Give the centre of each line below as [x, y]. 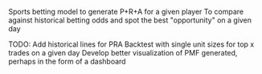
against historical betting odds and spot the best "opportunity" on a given [130, 20]
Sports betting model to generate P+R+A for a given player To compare [126, 12]
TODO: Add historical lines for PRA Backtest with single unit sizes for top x [131, 44]
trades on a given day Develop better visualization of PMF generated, [123, 53]
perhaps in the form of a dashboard [67, 61]
